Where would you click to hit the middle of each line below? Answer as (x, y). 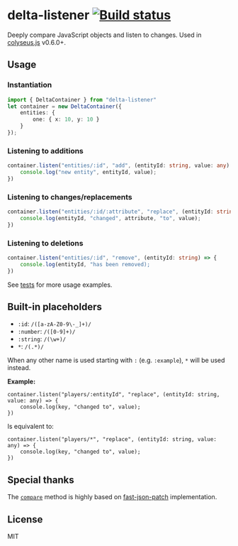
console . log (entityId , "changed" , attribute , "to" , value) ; (110, 218)
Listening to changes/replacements (70, 197)
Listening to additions (45, 151)
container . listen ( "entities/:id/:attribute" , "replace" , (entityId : (110, 212)
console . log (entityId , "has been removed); (85, 264)
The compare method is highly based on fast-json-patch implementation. (112, 497)
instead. (19, 368)
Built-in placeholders (55, 307)
